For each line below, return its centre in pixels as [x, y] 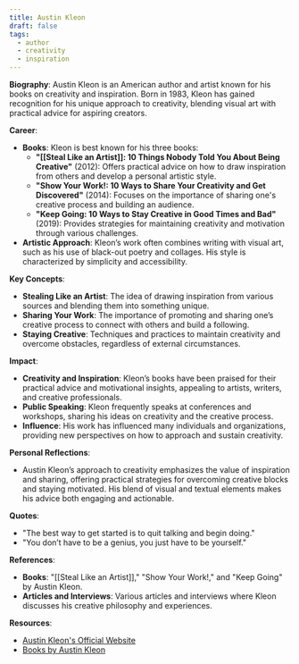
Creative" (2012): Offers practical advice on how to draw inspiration [161, 167]
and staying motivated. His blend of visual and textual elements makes [152, 489]
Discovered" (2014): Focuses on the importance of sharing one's [156, 195]
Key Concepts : [37, 279]
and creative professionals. [72, 397]
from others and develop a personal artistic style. [126, 176]
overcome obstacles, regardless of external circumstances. [131, 344]
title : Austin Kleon [48, 17]
